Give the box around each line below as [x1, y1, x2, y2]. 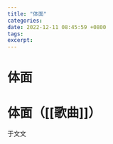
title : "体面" [7, 10, 48, 18]
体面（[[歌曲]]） [7, 104, 102, 121]
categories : [7, 17, 43, 24]
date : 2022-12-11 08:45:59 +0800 [7, 23, 107, 31]
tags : [7, 30, 23, 38]
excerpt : [7, 37, 33, 44]
